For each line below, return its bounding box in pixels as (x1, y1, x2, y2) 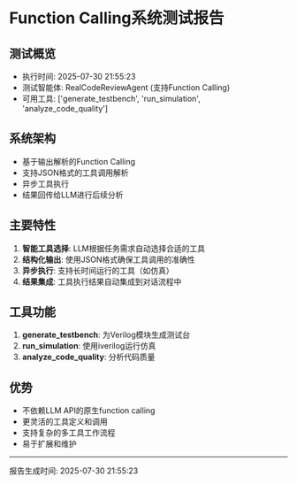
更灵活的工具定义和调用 (21, 417, 108, 427)
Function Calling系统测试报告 (9, 8, 225, 28)
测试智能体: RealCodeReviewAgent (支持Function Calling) (21, 82, 231, 93)
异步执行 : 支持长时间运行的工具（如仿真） (21, 265, 174, 275)
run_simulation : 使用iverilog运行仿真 (21, 341, 156, 351)
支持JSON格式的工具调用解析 (21, 167, 130, 178)
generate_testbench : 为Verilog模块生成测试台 (21, 329, 191, 341)
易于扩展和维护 (21, 439, 77, 449)
